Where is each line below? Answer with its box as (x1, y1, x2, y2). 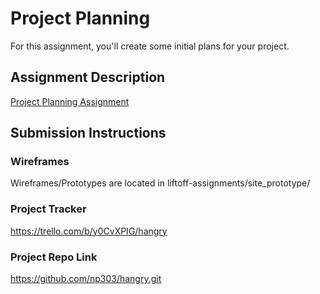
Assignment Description (10, 69, 166, 86)
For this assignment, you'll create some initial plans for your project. (10, 40, 290, 52)
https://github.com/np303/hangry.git (10, 273, 162, 285)
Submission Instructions (10, 125, 167, 142)
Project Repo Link (10, 250, 98, 264)
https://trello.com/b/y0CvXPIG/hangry (10, 225, 168, 237)
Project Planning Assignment (10, 95, 130, 107)
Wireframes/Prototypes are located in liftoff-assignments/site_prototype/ (10, 177, 311, 189)
